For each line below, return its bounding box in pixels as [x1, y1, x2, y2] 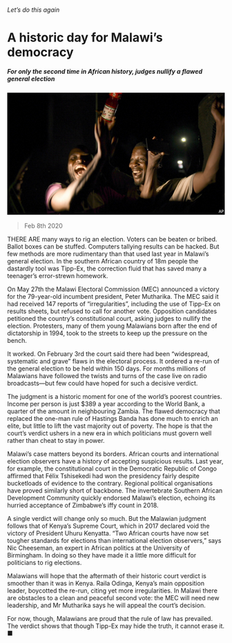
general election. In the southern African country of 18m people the [7, 257, 199, 266]
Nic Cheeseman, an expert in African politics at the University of [7, 544, 190, 552]
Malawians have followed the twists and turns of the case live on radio [7, 372, 207, 380]
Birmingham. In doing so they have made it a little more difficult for [7, 551, 197, 560]
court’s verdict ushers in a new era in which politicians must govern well [7, 429, 212, 437]
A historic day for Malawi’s [7, 30, 164, 45]
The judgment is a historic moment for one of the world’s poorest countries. [7, 393, 222, 401]
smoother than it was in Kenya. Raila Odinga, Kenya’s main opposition [7, 580, 205, 588]
